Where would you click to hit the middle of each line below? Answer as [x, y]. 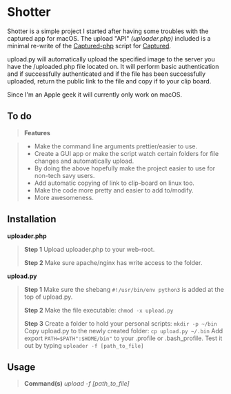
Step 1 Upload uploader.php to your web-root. [89, 249]
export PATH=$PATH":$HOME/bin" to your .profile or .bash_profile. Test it [123, 338]
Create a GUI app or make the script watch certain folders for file [127, 153]
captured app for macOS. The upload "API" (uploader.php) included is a [109, 38]
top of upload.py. [48, 297]
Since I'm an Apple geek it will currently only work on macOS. [95, 95]
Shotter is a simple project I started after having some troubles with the [108, 31]
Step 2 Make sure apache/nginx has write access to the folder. [113, 262]
